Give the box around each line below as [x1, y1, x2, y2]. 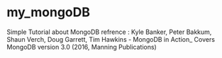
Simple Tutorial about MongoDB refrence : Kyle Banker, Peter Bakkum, [6, 28, 212, 36]
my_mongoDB [6, 4, 90, 21]
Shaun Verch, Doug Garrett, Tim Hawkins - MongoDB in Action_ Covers [6, 35, 216, 43]
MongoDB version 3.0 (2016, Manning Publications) [6, 42, 157, 51]
